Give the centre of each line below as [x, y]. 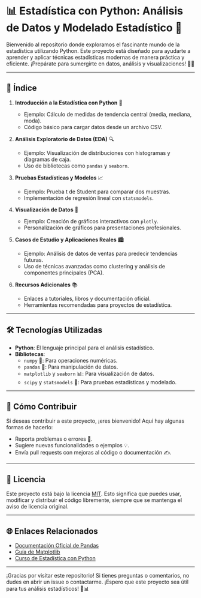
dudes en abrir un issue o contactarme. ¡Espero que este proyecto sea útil [98, 582]
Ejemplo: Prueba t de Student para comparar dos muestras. [97, 192]
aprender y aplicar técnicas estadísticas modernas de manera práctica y [95, 57]
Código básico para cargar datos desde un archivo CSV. [93, 127]
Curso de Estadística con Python [55, 558]
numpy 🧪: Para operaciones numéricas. [71, 360]
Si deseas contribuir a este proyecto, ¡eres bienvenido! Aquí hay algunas [95, 421]
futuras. [33, 260]
